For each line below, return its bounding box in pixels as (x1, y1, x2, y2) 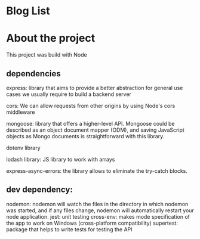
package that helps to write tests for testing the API (6, 225, 133, 233)
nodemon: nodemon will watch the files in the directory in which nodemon (6, 200, 189, 207)
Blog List (6, 4, 50, 18)
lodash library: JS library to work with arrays (6, 156, 115, 163)
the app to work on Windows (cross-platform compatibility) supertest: (6, 219, 178, 226)
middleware (6, 108, 35, 116)
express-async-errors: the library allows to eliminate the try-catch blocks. (6, 167, 188, 174)
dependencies (6, 69, 61, 79)
